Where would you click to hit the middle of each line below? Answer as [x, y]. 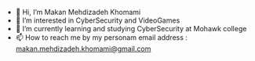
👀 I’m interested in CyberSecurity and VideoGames [98, 20]
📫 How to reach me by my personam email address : [102, 38]
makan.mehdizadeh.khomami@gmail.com [83, 48]
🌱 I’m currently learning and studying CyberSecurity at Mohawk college [131, 29]
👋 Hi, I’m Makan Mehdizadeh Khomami [78, 12]
